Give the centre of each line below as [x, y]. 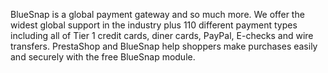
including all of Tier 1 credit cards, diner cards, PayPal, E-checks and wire [162, 35]
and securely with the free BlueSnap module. [103, 57]
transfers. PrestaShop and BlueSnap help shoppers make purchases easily [164, 46]
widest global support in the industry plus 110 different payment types [154, 25]
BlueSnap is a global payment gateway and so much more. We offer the [157, 14]
